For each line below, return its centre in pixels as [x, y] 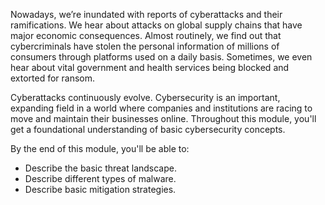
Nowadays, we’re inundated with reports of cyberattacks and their [146, 14]
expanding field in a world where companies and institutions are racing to [161, 108]
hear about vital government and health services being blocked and [150, 67]
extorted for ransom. [53, 78]
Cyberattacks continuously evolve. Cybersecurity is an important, [145, 97]
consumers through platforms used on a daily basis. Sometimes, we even [161, 57]
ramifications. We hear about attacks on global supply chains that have [156, 25]
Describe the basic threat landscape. [100, 168]
